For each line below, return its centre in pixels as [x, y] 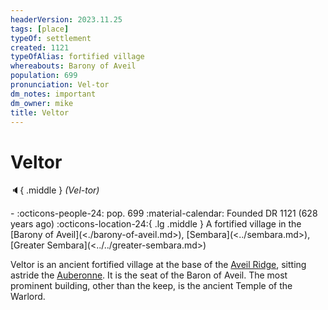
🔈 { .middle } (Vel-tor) [55, 190]
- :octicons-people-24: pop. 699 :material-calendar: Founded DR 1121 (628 [164, 213]
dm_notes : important [53, 94]
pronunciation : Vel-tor [60, 85]
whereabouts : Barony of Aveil [73, 66]
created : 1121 [40, 47]
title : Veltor [40, 112]
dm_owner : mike [42, 103]
